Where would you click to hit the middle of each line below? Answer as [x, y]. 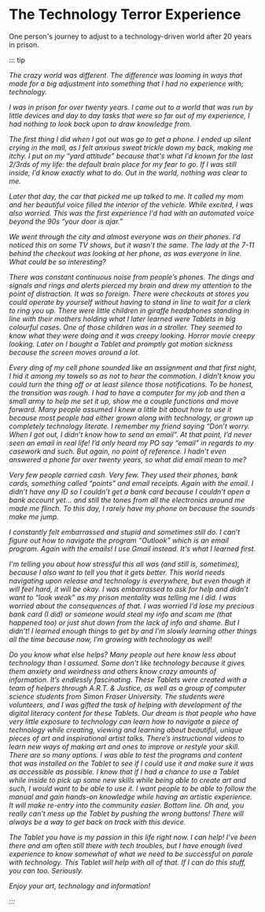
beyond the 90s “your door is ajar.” [66, 221]
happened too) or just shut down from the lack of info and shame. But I [124, 622]
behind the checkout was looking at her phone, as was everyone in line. [125, 253]
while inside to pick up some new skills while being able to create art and [127, 780]
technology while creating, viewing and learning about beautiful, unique [126, 729]
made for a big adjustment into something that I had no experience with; [127, 83]
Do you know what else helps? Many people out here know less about [123, 654]
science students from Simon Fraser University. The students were [117, 696]
